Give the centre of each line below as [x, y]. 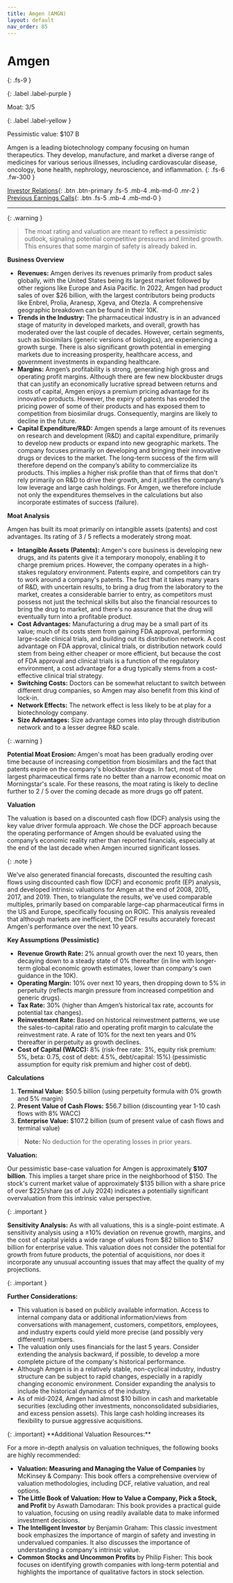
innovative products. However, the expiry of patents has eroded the [113, 399]
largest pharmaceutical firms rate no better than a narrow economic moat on [116, 777]
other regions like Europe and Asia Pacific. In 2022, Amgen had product [120, 288]
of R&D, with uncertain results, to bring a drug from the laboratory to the [120, 587]
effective [30, 676]
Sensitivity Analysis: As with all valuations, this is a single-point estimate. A [116, 1226]
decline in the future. [47, 421]
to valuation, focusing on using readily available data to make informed [118, 1513]
